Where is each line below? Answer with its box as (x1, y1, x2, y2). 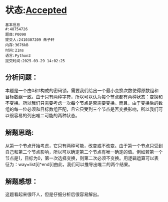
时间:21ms (5, 48, 24, 53)
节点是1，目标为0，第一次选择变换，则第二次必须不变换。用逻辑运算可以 (5, 155, 154, 161)
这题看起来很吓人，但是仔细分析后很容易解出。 (5, 192, 101, 198)
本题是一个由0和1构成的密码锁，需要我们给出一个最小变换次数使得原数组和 (5, 87, 159, 93)
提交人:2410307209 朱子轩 (5, 37, 55, 42)
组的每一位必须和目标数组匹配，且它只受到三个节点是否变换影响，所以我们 (5, 106, 158, 112)
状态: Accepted (5, 4, 67, 16)
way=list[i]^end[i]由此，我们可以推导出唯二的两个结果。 (18, 161, 133, 167)
